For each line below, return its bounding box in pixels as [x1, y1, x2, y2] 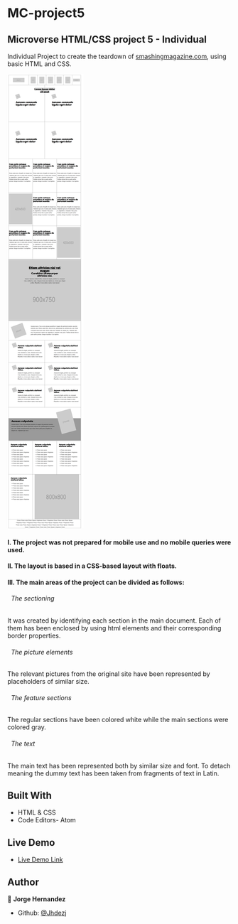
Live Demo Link [17, 855, 63, 864]
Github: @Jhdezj [17, 908, 67, 918]
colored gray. [7, 723, 46, 731]
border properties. [7, 631, 61, 640]
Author [7, 876, 39, 888]
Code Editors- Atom [17, 816, 76, 824]
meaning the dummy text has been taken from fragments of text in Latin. [7, 769, 220, 778]
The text [10, 739, 36, 748]
